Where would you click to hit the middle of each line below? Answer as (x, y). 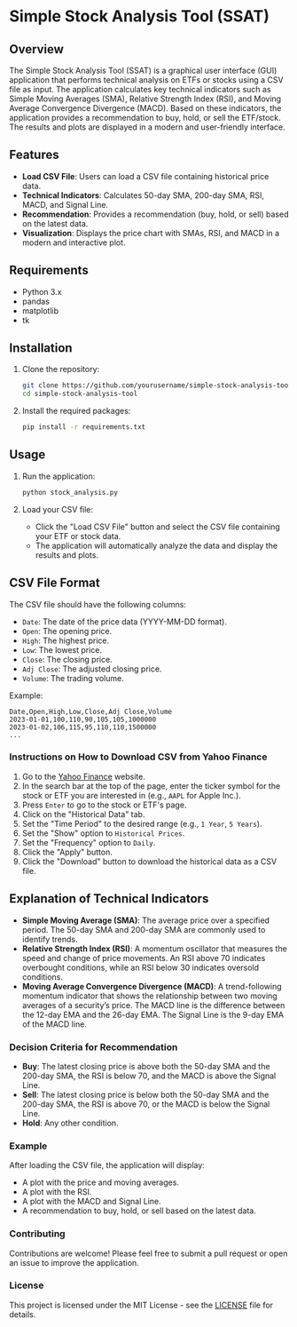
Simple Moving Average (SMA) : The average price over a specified (146, 920)
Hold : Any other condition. (70, 1123)
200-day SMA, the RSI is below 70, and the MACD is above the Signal (149, 1076)
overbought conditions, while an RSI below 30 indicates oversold (141, 967)
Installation (41, 348)
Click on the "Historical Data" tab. (83, 814)
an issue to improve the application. (74, 1262)
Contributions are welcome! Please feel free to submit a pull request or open (148, 1253)
